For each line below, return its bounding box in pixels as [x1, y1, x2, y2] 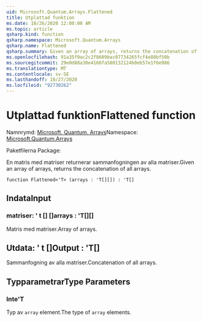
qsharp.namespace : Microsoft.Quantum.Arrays [6, 37, 121, 43]
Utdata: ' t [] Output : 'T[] [6, 243, 100, 253]
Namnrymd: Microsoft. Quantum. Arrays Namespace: [6, 128, 139, 135]
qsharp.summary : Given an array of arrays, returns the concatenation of [6, 49, 198, 55]
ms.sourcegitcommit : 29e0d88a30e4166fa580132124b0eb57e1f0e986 [6, 60, 170, 66]
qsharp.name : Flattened [6, 43, 67, 49]
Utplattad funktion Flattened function [6, 109, 196, 122]
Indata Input [6, 193, 52, 204]
